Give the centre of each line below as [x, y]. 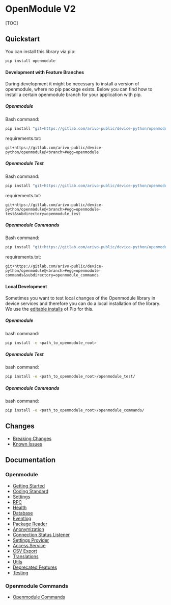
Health [20, 507]
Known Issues [27, 444]
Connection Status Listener [41, 534]
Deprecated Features [35, 567]
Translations [26, 556]
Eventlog [22, 518]
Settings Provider [31, 540]
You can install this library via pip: [40, 51]
